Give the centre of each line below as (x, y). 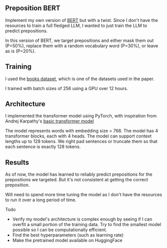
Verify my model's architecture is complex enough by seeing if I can (82, 219)
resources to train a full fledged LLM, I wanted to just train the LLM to (76, 25)
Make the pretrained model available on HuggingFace (67, 241)
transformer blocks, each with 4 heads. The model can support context (79, 136)
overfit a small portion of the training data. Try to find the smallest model (87, 225)
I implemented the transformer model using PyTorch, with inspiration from (81, 116)
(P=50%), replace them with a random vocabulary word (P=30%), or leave (82, 46)
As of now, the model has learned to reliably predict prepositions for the (79, 174)
